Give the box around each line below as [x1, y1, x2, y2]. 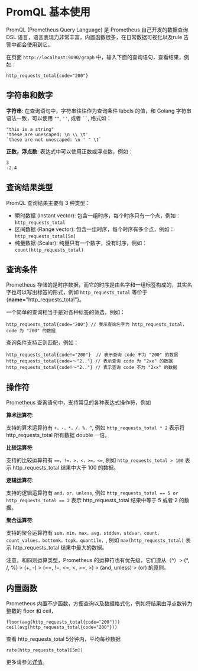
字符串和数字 [6, 90, 53, 101]
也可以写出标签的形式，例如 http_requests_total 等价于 [11, 288, 148, 296]
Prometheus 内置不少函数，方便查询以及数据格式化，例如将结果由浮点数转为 [6, 600, 193, 607]
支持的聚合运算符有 [6, 529, 53, 537]
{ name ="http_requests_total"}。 [6, 296, 85, 303]
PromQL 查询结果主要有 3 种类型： [6, 199, 90, 206]
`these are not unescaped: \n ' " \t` [6, 137, 102, 143]
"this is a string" [6, 126, 54, 132]
